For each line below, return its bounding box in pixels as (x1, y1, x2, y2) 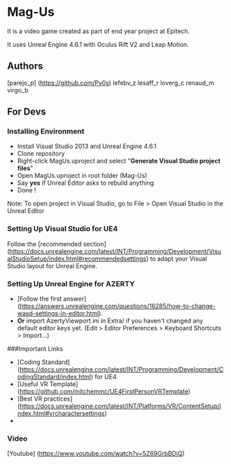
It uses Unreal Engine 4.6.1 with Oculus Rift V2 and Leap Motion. (7, 40, 190, 48)
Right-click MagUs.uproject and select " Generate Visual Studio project (17, 157, 221, 165)
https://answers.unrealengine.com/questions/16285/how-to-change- (19, 302, 216, 310)
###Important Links (7, 345, 63, 353)
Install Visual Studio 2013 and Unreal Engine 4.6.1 (17, 142, 157, 150)
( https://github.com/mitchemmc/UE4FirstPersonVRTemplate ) (17, 387, 191, 396)
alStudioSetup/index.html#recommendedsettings (7, 254, 147, 263)
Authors (7, 60, 43, 72)
